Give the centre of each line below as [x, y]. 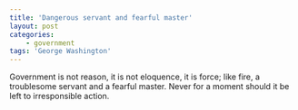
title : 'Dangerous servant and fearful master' [101, 18]
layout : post [34, 26]
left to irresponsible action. [60, 96]
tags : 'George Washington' [60, 51]
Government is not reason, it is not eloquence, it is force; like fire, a [135, 77]
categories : [32, 34]
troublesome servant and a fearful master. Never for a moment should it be [149, 87]
